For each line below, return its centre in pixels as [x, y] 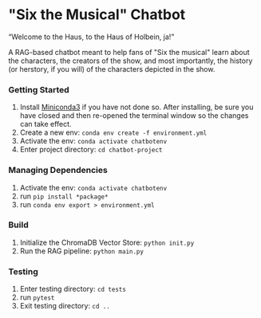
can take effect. [45, 124]
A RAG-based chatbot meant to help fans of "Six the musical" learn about [129, 52]
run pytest [37, 297]
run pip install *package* [64, 196]
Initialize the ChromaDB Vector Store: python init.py [107, 242]
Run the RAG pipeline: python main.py [81, 251]
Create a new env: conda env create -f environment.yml [113, 132]
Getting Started [39, 89]
